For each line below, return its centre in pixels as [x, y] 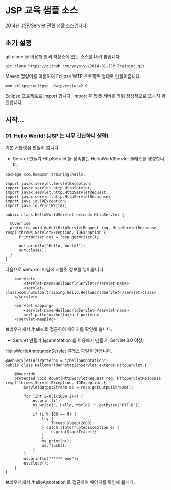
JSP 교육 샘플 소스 [42, 10]
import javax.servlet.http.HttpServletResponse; [58, 197]
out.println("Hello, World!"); [52, 246]
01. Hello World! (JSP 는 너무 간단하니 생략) [57, 136]
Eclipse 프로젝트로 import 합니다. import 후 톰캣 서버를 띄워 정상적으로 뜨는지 [83, 96]
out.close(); [33, 250]
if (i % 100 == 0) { [54, 414]
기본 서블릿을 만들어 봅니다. [33, 148]
